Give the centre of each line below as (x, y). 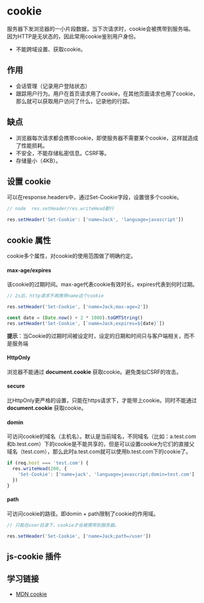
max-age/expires (29, 270)
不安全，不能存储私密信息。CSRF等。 (63, 153)
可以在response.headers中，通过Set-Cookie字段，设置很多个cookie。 (95, 197)
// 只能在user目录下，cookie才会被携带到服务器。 (63, 525)
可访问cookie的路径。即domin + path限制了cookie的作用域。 (83, 513)
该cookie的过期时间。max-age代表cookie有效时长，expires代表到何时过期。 (102, 285)
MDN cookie (31, 594)
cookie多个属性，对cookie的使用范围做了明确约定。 (72, 255)
